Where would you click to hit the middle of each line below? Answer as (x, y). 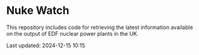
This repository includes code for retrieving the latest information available (100, 27)
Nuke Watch (38, 11)
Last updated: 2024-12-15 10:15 (46, 45)
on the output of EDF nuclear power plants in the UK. (72, 33)
